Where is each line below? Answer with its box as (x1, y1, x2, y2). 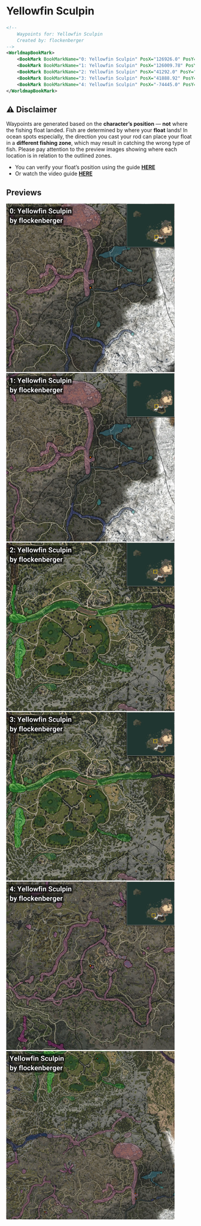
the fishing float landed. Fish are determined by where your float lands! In (6, 127, 188, 134)
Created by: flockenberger (17, 37, 84, 43)
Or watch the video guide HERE (14, 170, 93, 177)
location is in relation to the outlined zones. (6, 152, 112, 159)
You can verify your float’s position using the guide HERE (14, 163, 156, 171)
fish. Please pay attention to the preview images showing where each (6, 145, 178, 153)
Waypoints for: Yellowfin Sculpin (17, 31, 103, 37)
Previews (6, 187, 42, 198)
